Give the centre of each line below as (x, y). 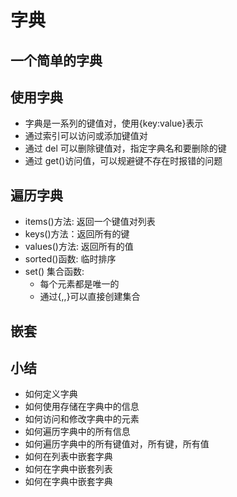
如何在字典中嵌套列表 (68, 469)
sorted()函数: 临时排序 (70, 259)
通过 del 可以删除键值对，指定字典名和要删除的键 (125, 148)
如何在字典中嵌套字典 (68, 482)
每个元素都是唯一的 (79, 284)
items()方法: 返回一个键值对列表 (90, 222)
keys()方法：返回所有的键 (77, 234)
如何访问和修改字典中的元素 (82, 419)
